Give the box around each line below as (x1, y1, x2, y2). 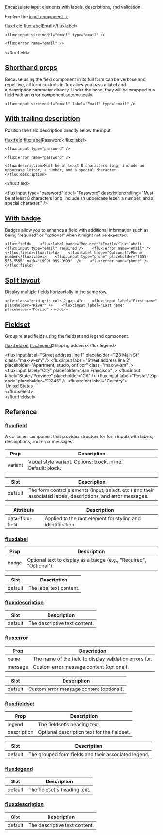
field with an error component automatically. (5, 92, 94, 98)
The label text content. (28, 585, 80, 592)
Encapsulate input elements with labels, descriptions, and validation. (5, 4, 142, 10)
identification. (44, 521, 76, 527)
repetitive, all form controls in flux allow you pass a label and (5, 81, 126, 87)
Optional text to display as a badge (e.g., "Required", (26, 557, 147, 563)
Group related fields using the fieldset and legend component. (5, 333, 130, 339)
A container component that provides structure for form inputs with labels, (5, 433, 154, 439)
